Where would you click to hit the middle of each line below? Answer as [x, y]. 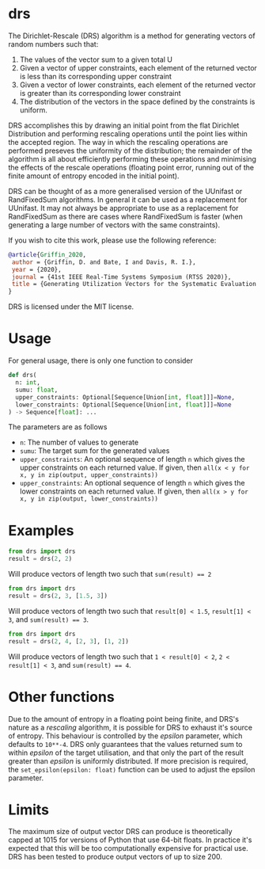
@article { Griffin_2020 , [47, 254]
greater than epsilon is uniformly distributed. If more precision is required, [128, 760]
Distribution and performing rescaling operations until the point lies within [128, 133]
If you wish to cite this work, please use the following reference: [112, 240]
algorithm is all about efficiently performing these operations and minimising [132, 158]
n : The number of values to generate [79, 442]
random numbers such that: [53, 44]
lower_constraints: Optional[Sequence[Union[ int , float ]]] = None [123, 405]
